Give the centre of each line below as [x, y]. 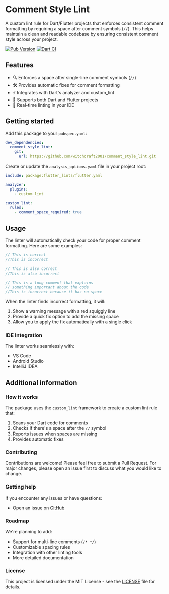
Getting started [30, 121]
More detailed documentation [43, 558]
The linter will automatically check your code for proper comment [73, 240]
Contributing [21, 452]
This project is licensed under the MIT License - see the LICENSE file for [80, 582]
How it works [22, 397]
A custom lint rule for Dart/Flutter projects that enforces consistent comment [84, 23]
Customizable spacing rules [41, 547]
